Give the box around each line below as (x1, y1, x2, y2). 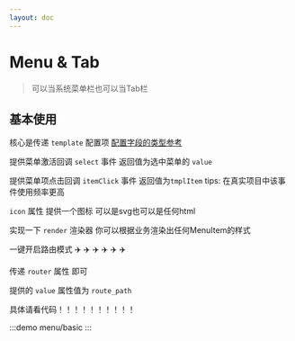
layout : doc (9, 13, 54, 22)
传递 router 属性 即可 (9, 266, 88, 277)
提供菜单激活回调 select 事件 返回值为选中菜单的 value (9, 157, 213, 167)
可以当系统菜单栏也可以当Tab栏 (31, 83, 148, 94)
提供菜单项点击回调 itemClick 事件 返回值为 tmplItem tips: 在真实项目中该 (9, 175, 279, 186)
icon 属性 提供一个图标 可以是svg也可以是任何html (9, 206, 196, 217)
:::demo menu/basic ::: (9, 322, 93, 333)
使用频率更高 (16, 186, 65, 198)
